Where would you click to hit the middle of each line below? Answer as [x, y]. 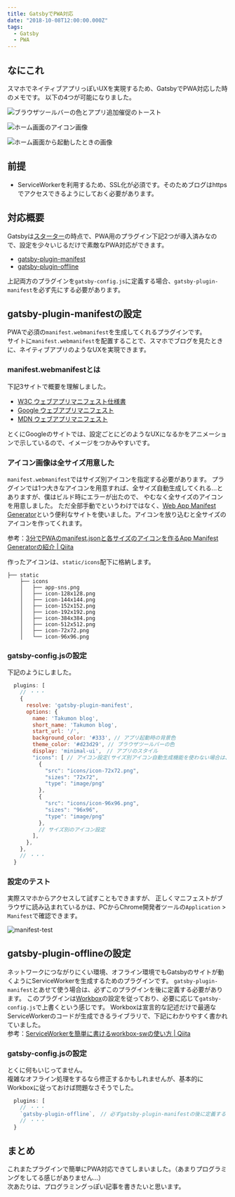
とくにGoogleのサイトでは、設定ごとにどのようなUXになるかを [99, 434]
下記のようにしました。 [41, 672]
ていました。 [26, 1025]
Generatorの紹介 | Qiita [40, 546]
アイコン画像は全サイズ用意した [61, 463]
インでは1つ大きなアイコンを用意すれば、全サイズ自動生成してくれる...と [118, 488]
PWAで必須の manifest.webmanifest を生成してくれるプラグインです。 [107, 332]
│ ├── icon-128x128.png [58, 594]
